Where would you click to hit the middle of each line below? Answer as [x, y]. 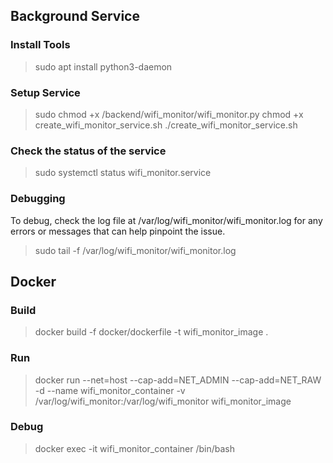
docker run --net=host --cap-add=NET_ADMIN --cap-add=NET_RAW [178, 380]
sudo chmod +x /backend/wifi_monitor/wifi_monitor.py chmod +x [169, 114]
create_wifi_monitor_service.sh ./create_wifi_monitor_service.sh [166, 125]
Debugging [38, 199]
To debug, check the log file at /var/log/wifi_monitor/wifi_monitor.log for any [166, 220]
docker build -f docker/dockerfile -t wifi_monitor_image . [151, 332]
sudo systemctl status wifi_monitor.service [123, 173]
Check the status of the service [88, 151]
